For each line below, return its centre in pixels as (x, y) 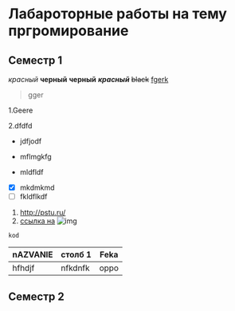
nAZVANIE (33, 254)
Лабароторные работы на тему (117, 14)
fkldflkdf (33, 197)
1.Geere (21, 110)
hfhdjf (23, 268)
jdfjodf (31, 141)
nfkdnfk (75, 268)
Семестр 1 (35, 60)
